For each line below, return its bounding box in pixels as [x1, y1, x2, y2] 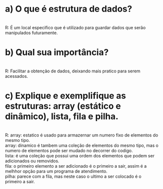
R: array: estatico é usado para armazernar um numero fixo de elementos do [5, 132, 158, 138]
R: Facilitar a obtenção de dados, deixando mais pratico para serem [5, 68, 141, 74]
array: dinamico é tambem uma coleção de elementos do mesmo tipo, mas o [5, 142, 159, 148]
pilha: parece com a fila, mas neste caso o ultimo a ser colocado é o [5, 173, 142, 179]
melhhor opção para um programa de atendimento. [5, 168, 108, 174]
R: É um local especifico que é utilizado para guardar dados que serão [5, 24, 146, 30]
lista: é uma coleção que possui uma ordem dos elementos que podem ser [5, 153, 155, 158]
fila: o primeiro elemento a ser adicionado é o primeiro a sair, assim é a [5, 163, 147, 169]
